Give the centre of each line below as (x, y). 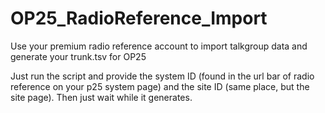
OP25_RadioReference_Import (139, 18)
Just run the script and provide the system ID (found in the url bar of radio (162, 76)
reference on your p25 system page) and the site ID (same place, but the (160, 86)
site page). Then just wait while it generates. (101, 97)
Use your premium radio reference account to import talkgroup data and (159, 46)
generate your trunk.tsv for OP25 (78, 56)
